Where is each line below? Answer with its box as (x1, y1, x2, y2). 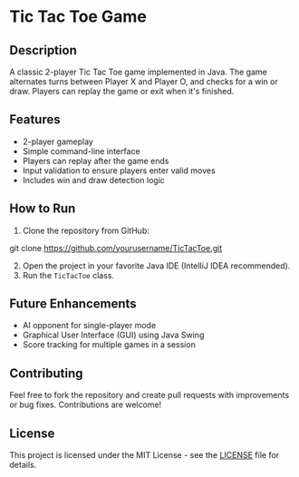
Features (9, 112, 61, 128)
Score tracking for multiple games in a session (22, 339, 197, 350)
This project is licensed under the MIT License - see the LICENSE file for (9, 450, 279, 461)
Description (9, 43, 77, 58)
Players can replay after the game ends (22, 155, 169, 166)
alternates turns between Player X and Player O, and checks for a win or (9, 76, 278, 87)
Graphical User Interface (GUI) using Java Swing (22, 329, 205, 341)
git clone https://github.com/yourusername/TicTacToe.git (9, 242, 223, 253)
